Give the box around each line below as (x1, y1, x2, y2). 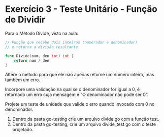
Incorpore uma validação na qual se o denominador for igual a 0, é (5, 87, 140, 92)
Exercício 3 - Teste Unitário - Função (5, 3, 158, 15)
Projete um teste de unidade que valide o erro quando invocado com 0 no (5, 101, 155, 107)
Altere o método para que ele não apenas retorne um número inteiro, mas (5, 72, 154, 78)
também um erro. (5, 77, 40, 83)
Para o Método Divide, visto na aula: (5, 30, 79, 36)
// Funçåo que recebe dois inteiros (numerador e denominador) (5, 40, 138, 45)
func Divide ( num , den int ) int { (5, 53, 74, 58)
